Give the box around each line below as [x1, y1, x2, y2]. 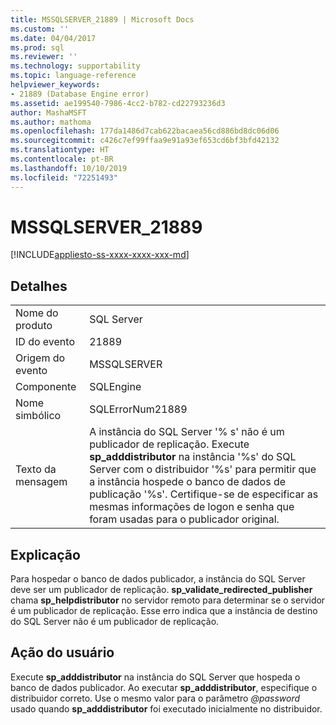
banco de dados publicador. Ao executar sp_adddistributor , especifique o [10, 681, 318, 693]
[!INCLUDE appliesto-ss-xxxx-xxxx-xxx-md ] [10, 249, 190, 261]
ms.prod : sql [10, 42, 65, 53]
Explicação [10, 546, 81, 563]
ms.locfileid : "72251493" [10, 172, 118, 183]
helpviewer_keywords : [10, 80, 101, 90]
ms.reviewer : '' [10, 52, 78, 62]
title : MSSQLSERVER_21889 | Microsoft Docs [10, 14, 195, 25]
